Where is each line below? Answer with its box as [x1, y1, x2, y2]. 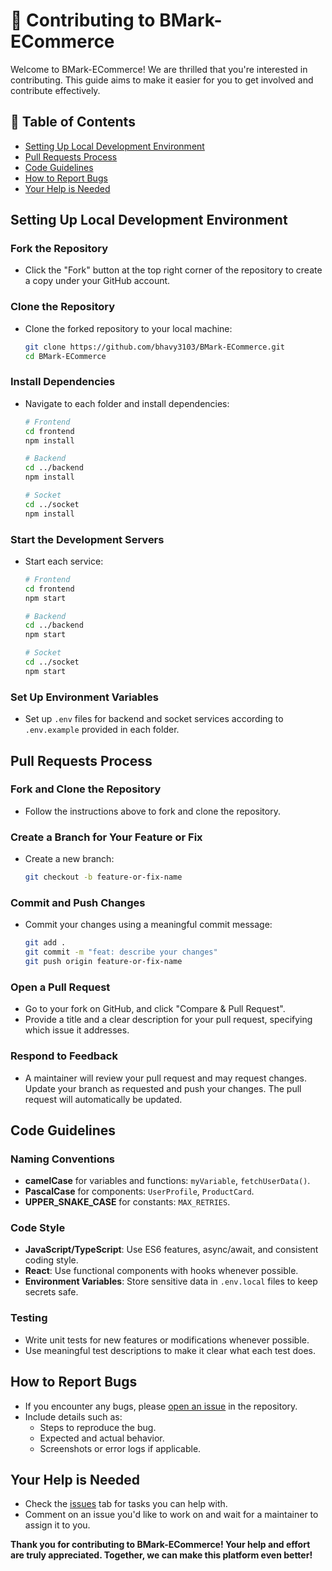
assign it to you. [24, 1519, 91, 1531]
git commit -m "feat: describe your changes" [24, 947, 218, 958]
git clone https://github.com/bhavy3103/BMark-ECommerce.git [24, 342, 286, 352]
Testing [10, 1311, 48, 1325]
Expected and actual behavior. [39, 1432, 165, 1444]
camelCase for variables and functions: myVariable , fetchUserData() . [24, 1175, 311, 1187]
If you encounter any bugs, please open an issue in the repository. [24, 1400, 298, 1412]
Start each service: [24, 555, 104, 567]
